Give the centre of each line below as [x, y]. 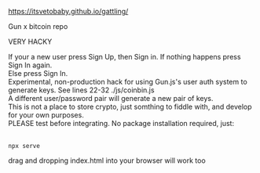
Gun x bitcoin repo [38, 26]
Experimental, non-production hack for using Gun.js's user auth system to [128, 82]
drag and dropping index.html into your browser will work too [107, 160]
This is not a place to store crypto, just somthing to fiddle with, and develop [130, 106]
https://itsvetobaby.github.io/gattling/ [68, 11]
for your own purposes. [46, 115]
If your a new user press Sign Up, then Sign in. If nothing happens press [125, 57]
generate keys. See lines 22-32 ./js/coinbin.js [81, 90]
